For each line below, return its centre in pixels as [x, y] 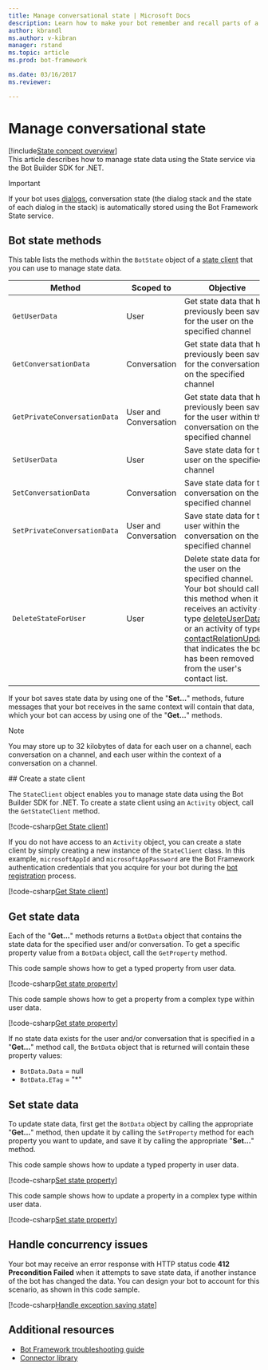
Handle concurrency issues [78, 1245]
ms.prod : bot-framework [48, 61]
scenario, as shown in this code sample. [74, 1289]
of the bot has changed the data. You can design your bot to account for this [134, 1281]
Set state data [44, 1105]
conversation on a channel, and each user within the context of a [115, 754]
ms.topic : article [39, 53]
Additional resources [61, 1330]
